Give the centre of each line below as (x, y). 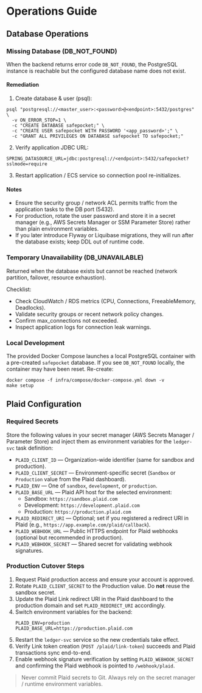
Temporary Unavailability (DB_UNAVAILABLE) (75, 257)
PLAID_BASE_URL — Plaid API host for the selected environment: (93, 492)
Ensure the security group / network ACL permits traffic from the (96, 203)
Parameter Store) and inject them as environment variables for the (89, 441)
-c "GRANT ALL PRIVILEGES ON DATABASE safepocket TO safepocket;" (98, 136)
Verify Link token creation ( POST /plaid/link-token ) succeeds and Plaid (105, 646)
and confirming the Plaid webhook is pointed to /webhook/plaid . (95, 666)
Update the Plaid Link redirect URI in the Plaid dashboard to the (94, 598)
